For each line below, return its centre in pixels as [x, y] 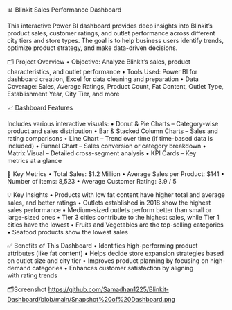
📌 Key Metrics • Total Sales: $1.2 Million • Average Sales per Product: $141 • [116, 174]
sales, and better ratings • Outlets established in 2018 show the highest [109, 203]
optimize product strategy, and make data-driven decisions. [92, 48]
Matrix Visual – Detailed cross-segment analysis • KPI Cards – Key [102, 153]
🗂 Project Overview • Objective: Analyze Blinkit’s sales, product [99, 62]
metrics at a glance [35, 161]
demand [19, 268]
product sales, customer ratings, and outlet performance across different [111, 33]
